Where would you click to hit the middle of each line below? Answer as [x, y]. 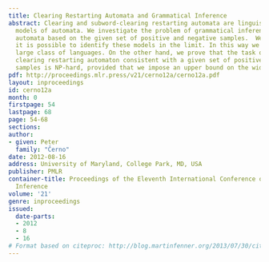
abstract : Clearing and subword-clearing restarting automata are [121, 23]
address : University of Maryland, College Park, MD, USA [105, 165]
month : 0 [23, 97]
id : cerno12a [30, 90]
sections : [25, 127]
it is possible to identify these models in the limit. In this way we [138, 46]
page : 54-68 [28, 120]
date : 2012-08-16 [37, 157]
